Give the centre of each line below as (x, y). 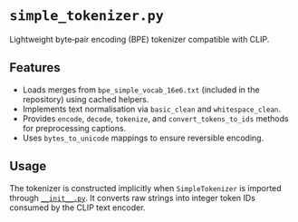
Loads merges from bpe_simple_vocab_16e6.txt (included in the (141, 90)
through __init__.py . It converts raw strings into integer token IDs (133, 198)
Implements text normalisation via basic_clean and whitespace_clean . (152, 109)
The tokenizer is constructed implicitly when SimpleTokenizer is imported (146, 188)
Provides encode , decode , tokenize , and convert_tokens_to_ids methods (155, 118)
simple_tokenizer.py (87, 16)
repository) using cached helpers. (86, 99)
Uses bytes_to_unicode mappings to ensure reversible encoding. (143, 138)
